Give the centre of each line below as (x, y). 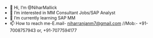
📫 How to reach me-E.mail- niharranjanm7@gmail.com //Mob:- (74, 23)
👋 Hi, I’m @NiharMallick (33, 8)
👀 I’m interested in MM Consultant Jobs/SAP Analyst (63, 13)
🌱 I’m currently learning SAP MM (43, 18)
